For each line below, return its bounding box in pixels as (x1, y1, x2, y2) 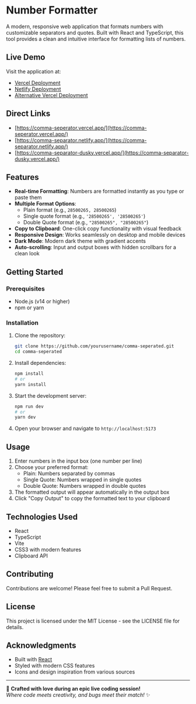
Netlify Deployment (14, 86, 61, 93)
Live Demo (6, 52, 45, 62)
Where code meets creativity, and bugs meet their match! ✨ (6, 692, 150, 699)
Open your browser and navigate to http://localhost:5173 (14, 425, 156, 432)
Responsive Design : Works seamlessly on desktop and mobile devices (14, 231, 185, 238)
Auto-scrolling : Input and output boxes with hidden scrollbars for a (14, 244, 176, 251)
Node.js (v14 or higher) (14, 298, 70, 305)
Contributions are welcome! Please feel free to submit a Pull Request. (6, 585, 173, 592)
